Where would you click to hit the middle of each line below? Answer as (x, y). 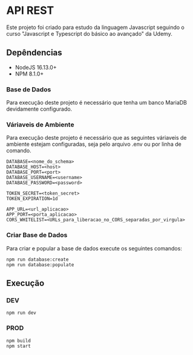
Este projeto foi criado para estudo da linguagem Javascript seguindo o (95, 27)
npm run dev (21, 313)
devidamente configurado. (39, 109)
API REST (30, 11)
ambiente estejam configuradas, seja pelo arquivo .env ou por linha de (94, 144)
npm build (19, 340)
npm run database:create (38, 259)
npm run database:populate (40, 265)
